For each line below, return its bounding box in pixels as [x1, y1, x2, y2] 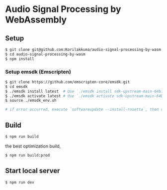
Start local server [5, 167, 60, 175]
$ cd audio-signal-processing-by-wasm [5, 51, 85, 57]
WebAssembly [5, 14, 67, 25]
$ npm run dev [5, 180, 35, 185]
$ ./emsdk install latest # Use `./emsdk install [5, 89, 112, 94]
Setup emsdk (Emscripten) [5, 68, 71, 75]
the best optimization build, [5, 143, 61, 149]
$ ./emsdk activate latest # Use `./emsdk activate [5, 93, 114, 98]
